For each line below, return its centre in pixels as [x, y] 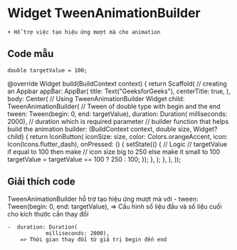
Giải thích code [42, 182]
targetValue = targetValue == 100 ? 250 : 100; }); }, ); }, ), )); [94, 159]
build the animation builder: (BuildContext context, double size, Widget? [112, 129]
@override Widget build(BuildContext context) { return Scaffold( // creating [117, 83]
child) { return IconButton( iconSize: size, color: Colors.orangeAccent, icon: [117, 136]
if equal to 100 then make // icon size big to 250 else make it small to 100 [114, 152]
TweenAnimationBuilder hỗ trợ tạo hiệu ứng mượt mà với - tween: [103, 199]
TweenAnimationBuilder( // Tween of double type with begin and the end [114, 106]
